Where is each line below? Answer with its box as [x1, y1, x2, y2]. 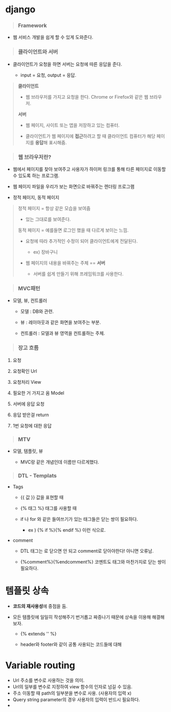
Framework [17, 22, 47, 29]
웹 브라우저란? [17, 153, 52, 160]
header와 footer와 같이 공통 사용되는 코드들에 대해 [20, 641, 122, 648]
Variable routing [5, 660, 75, 671]
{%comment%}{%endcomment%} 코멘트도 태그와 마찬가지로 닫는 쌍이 [20, 559, 166, 565]
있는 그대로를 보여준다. [25, 216, 71, 222]
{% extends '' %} [20, 631, 57, 637]
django [5, 4, 36, 15]
